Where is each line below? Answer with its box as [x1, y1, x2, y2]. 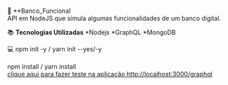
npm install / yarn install [7, 63, 77, 70]
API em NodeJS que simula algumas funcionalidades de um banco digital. [7, 14, 222, 22]
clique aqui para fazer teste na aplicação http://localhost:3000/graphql [7, 70, 213, 78]
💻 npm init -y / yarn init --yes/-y [7, 45, 102, 53]
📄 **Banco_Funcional [7, 7, 71, 15]
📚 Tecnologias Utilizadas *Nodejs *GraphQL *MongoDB [7, 28, 176, 37]
